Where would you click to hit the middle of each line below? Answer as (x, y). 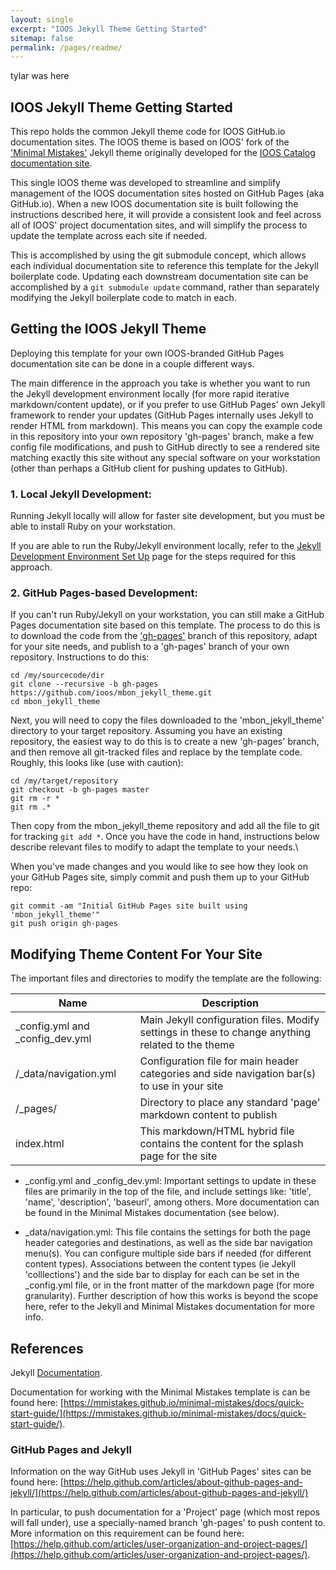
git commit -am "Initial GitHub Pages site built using (129, 906)
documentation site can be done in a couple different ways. (132, 363)
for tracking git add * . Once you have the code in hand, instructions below (165, 837)
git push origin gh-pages (64, 924)
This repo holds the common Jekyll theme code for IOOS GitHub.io (148, 132)
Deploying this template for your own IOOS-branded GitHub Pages (147, 353)
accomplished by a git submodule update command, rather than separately (165, 287)
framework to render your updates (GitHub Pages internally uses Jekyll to (162, 415)
